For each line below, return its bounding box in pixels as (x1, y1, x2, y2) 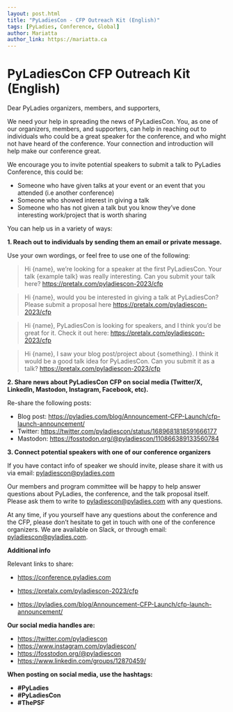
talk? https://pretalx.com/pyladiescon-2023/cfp (24, 365, 161, 373)
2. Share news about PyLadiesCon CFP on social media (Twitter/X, (7, 378, 203, 386)
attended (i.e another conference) (17, 189, 115, 197)
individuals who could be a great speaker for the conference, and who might (7, 132, 226, 141)
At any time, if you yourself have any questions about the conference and (7, 511, 218, 519)
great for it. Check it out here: (24, 329, 109, 338)
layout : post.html (7, 10, 61, 17)
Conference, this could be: (7, 168, 83, 176)
